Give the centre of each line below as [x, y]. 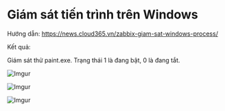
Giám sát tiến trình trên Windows [103, 15]
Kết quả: [19, 47]
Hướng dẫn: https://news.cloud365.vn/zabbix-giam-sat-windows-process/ [113, 34]
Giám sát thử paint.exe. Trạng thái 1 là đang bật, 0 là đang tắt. [94, 60]
